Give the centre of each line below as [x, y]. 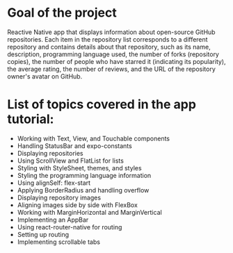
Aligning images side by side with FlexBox [77, 205]
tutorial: [31, 119]
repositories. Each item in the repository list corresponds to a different [107, 39]
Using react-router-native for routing [70, 227]
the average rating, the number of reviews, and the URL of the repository [111, 69]
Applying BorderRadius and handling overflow [83, 190]
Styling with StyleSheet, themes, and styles [79, 168]
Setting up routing [43, 234]
